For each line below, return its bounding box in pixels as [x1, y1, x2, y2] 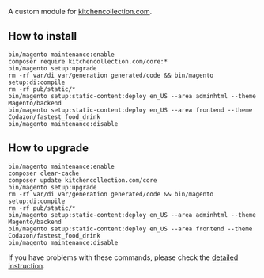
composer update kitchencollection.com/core [8, 176, 157, 185]
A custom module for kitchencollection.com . [8, 7, 153, 16]
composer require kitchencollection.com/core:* [8, 57, 168, 66]
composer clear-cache [8, 169, 80, 177]
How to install [8, 29, 77, 43]
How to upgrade [8, 142, 89, 155]
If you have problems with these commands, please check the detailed [8, 253, 239, 262]
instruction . [8, 261, 45, 270]
